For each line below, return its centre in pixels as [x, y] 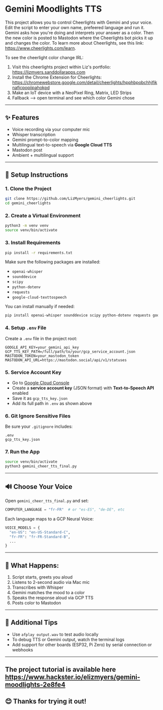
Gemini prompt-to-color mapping [45, 140]
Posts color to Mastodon [37, 603]
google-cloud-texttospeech [39, 298]
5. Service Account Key [33, 372]
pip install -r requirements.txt [39, 253]
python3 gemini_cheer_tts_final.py [41, 467]
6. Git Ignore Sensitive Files [38, 416]
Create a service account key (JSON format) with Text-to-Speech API [83, 388]
